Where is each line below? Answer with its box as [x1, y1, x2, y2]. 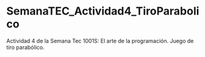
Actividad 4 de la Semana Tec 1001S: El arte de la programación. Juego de [6, 37, 194, 44]
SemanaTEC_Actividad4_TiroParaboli [6, 4, 199, 18]
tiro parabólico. [6, 44, 45, 51]
